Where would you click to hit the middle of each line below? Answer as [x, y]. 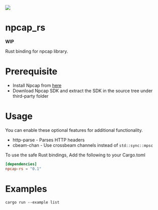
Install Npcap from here [37, 85]
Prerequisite [31, 71]
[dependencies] [21, 164]
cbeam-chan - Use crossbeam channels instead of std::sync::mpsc [83, 145]
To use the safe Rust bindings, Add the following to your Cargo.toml [75, 155]
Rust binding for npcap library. [37, 51]
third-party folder [30, 96]
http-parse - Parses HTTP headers [49, 140]
